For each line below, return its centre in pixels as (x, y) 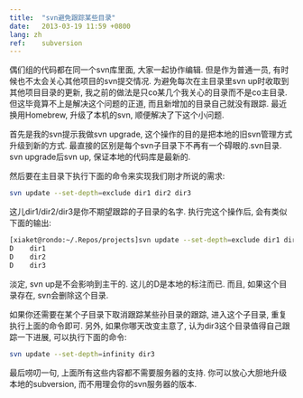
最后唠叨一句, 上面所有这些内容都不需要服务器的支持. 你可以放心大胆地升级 (148, 373)
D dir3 (28, 265)
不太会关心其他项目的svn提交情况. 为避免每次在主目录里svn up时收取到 (157, 81)
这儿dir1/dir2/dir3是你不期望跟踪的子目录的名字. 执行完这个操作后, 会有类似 (148, 212)
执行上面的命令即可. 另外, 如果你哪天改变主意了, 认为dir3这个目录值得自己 (146, 326)
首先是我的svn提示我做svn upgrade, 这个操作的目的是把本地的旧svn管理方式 (151, 134)
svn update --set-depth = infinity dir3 (82, 354)
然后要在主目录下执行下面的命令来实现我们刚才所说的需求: (117, 176)
